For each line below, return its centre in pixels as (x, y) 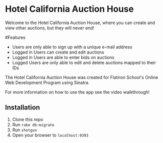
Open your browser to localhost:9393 (50, 135)
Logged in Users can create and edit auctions (58, 52)
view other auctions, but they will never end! (50, 28)
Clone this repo (27, 119)
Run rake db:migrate (33, 124)
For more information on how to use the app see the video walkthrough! (77, 92)
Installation (23, 107)
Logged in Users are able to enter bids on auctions (63, 57)
